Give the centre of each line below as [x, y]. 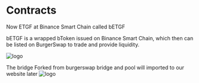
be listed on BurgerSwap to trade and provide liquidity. [73, 44]
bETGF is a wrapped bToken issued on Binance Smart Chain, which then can [100, 38]
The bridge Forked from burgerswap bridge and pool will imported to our [95, 67]
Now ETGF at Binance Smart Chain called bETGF [66, 27]
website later [22, 74]
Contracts [31, 10]
